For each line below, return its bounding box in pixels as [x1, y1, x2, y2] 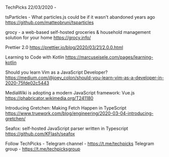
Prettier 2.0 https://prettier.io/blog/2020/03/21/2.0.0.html [5, 44, 124, 50]
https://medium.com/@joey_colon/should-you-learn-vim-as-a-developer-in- [5, 75, 164, 80]
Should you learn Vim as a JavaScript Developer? [5, 69, 108, 75]
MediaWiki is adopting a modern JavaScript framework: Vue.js [5, 90, 135, 95]
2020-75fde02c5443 [5, 80, 49, 86]
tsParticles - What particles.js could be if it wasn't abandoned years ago [5, 14, 155, 20]
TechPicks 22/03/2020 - [5, 5, 57, 10]
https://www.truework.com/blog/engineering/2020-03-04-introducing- [5, 111, 154, 116]
